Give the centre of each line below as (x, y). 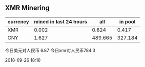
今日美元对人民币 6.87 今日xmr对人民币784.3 (50, 50)
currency (18, 21)
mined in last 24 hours (61, 21)
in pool (127, 21)
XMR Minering (27, 8)
